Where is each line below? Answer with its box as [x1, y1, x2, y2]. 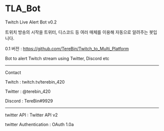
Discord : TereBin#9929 [5, 98, 53, 104]
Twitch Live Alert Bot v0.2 [5, 19, 57, 25]
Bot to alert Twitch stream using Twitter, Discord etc [5, 55, 110, 61]
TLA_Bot [5, 3, 41, 14]
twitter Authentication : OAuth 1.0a [5, 121, 74, 127]
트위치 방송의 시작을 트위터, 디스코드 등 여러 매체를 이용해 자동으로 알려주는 [5, 29, 148, 35]
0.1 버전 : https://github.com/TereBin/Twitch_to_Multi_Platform [5, 45, 129, 51]
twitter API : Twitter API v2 [5, 112, 58, 118]
